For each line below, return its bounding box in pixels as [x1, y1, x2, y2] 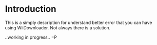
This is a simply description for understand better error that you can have [5, 20, 152, 25]
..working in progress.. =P [5, 34, 57, 40]
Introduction [5, 3, 57, 15]
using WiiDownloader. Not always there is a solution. [5, 24, 111, 30]
